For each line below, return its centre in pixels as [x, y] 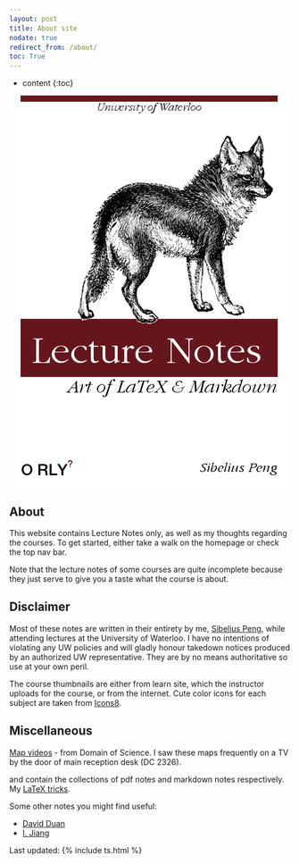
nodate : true [33, 38]
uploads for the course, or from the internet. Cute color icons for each [138, 693]
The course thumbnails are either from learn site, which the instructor [137, 684]
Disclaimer [40, 607]
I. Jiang [36, 833]
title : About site [43, 28]
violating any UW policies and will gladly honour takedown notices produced [150, 647]
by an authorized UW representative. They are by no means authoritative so [149, 657]
